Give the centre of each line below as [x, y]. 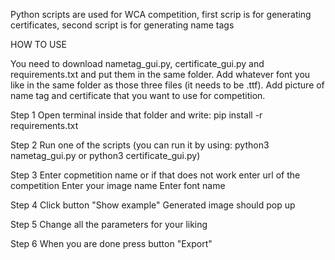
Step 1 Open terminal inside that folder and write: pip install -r [136, 115]
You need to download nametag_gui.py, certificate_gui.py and [137, 63]
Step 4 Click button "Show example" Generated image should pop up [153, 205]
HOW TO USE [38, 44]
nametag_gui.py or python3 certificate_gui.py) [105, 155]
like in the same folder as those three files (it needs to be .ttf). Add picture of [167, 85]
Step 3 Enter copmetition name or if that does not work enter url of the [155, 175]
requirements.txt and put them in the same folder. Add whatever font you [160, 74]
